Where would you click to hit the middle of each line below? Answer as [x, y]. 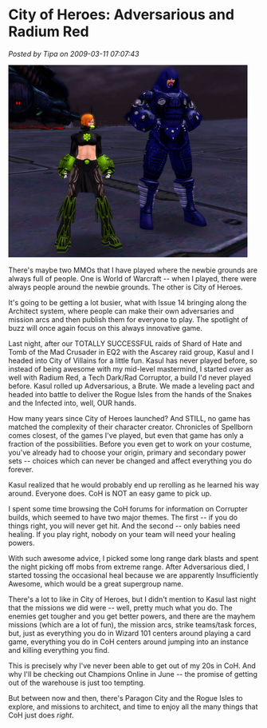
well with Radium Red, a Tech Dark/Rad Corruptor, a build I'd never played [130, 377]
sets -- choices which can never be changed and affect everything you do [130, 460]
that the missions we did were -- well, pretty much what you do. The [120, 607]
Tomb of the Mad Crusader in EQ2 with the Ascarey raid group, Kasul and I [131, 352]
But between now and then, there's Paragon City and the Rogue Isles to [126, 698]
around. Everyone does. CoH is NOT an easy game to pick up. [110, 493]
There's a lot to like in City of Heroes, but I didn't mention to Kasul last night [132, 599]
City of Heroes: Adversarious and [122, 15]
